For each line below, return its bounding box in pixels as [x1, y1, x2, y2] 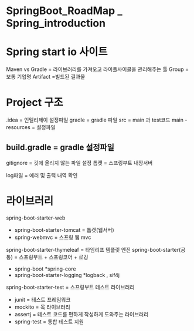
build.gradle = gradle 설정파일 [6, 143, 114, 153]
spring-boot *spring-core [14, 265, 76, 272]
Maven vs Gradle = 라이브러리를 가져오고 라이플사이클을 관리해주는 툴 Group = [6, 66, 189, 73]
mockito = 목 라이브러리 [14, 303, 70, 310]
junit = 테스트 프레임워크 [14, 296, 71, 303]
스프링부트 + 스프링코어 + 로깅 [19, 254, 89, 261]
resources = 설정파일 [6, 124, 56, 131]
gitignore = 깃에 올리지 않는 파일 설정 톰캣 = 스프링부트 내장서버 [6, 159, 153, 166]
